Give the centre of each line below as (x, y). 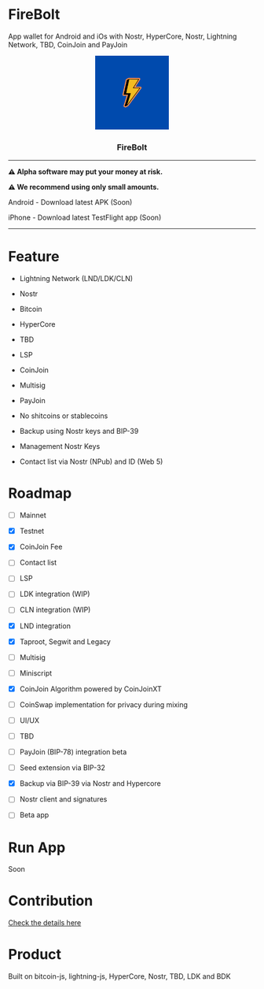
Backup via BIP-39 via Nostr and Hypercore (90, 783)
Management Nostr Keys (60, 446)
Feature (34, 257)
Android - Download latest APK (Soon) (70, 202)
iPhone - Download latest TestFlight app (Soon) (85, 217)
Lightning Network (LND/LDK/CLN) (76, 279)
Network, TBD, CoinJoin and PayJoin (68, 44)
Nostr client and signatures (63, 799)
